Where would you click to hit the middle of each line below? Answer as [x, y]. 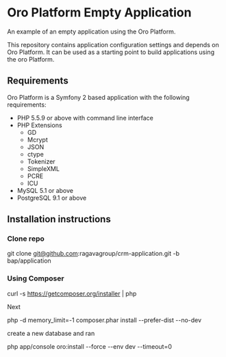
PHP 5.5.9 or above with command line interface [85, 118]
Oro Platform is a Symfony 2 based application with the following [98, 97]
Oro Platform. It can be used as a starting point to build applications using [111, 52]
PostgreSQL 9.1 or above [52, 198]
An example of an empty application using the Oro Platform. [91, 31]
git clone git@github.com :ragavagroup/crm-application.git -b [93, 254]
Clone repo [26, 239]
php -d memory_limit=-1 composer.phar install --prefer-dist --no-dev [104, 320]
